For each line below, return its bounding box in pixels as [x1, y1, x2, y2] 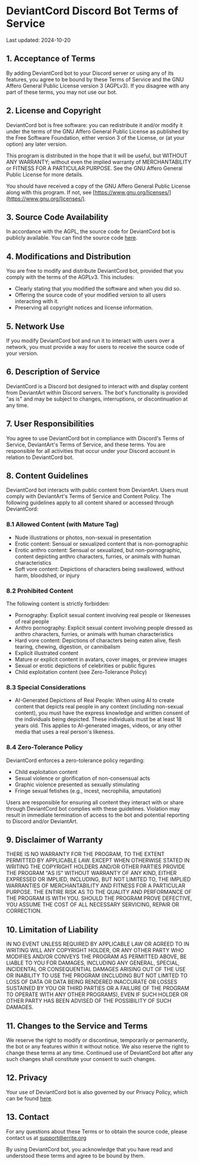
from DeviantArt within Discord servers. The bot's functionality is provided [6, 389, 188, 396]
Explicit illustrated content [14, 650, 78, 657]
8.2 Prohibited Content [6, 587, 74, 595]
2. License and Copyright [6, 106, 102, 116]
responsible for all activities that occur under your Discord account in [6, 447, 176, 454]
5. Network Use [6, 321, 65, 331]
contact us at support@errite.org [6, 1134, 87, 1141]
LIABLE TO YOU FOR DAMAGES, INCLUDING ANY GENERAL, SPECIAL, [6, 959, 180, 966]
